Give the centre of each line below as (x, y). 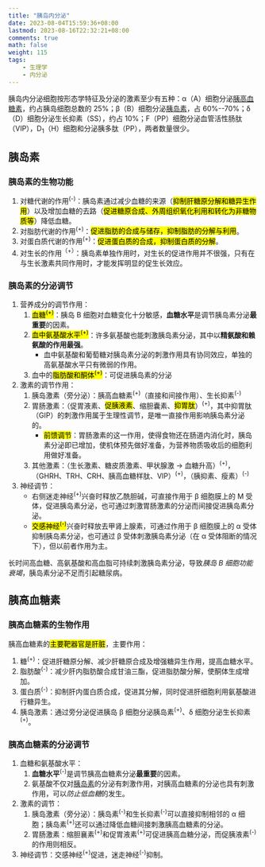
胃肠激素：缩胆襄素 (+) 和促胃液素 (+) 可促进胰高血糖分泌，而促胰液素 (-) (144, 834)
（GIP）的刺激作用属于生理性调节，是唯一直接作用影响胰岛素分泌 (138, 415)
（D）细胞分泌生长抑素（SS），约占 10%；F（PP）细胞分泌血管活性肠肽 (125, 118)
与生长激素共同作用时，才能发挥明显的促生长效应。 (103, 262)
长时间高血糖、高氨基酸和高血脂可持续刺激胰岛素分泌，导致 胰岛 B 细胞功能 (131, 562)
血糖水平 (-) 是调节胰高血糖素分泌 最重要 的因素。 (108, 773)
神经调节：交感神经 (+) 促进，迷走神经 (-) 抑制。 (93, 853)
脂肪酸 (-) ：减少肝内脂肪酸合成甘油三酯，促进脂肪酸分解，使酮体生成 (131, 671)
